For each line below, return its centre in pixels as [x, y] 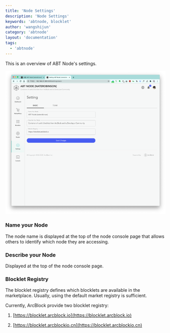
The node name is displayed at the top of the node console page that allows [85, 236]
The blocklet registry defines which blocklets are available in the [73, 290]
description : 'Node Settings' [37, 16]
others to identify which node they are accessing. [57, 241]
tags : [11, 43]
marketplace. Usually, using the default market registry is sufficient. [76, 296]
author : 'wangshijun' [28, 27]
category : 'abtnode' [27, 32]
